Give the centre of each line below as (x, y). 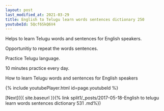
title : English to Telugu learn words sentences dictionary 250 (75, 19)
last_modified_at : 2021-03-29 (37, 15)
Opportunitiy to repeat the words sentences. (52, 48)
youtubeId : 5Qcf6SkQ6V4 (31, 24)
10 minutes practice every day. (37, 68)
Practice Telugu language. (33, 59)
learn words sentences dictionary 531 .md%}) (53, 103)
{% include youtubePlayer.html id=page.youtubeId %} (62, 88)
